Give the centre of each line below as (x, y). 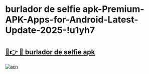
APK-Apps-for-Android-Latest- (72, 20)
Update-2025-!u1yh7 (50, 30)
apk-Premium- (113, 9)
